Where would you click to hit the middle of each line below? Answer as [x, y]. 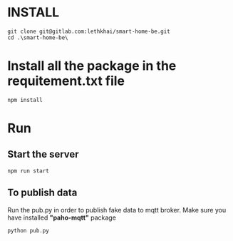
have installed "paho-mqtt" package [62, 217]
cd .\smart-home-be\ [38, 37]
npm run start [29, 171]
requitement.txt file [66, 81]
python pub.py [29, 230]
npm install [25, 100]
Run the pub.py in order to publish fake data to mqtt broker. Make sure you [117, 210]
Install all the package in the [92, 66]
